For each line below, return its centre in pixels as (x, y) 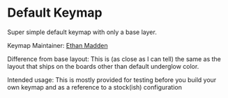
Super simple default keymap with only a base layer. (82, 32)
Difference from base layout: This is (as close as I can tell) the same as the (114, 59)
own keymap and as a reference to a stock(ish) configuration (95, 87)
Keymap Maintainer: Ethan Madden (58, 45)
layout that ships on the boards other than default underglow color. (103, 66)
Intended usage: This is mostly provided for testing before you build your (112, 80)
